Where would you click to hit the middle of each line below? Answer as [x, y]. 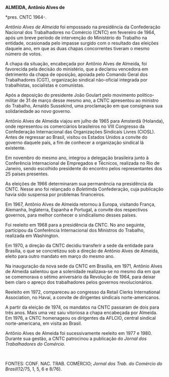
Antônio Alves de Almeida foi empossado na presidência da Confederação [83, 27]
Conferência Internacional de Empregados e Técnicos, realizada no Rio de [82, 163]
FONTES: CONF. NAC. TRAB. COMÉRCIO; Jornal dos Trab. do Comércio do [84, 364]
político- [145, 95]
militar [12, 100]
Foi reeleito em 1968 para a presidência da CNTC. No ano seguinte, [75, 225]
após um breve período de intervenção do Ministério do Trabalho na [76, 38]
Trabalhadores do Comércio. [35, 344]
